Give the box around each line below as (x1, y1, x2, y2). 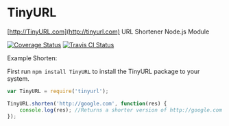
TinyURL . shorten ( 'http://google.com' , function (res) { (7, 100, 167, 107)
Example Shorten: (7, 53, 58, 62)
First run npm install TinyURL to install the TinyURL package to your (7, 67, 200, 75)
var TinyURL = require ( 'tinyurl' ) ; (7, 88, 109, 94)
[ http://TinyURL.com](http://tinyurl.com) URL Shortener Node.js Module (7, 27, 210, 36)
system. (7, 74, 29, 83)
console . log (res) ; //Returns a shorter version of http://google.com (19, 106, 223, 114)
